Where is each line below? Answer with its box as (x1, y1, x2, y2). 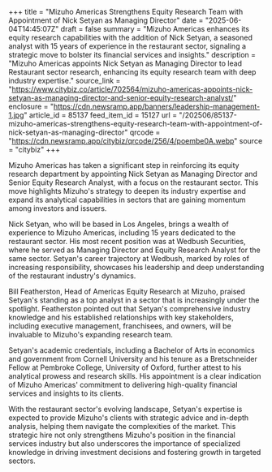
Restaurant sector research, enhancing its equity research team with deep (8, 67, 257, 76)
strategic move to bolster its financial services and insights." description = (8, 50, 256, 59)
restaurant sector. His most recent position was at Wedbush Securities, (8, 237, 246, 246)
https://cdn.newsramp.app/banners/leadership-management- (53, 101, 261, 111)
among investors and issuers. (8, 204, 107, 213)
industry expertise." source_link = (8, 76, 121, 85)
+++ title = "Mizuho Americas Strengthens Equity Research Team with (8, 7, 244, 16)
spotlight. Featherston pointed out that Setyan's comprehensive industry (8, 304, 251, 313)
